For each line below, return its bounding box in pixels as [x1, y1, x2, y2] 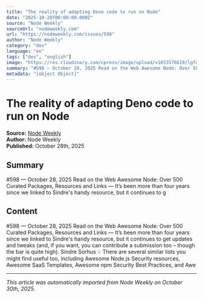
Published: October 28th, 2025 [6, 143, 85, 150]
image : [6, 59, 23, 65]
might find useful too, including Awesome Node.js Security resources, [6, 254, 180, 262]
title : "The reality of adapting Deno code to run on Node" [6, 8, 161, 15]
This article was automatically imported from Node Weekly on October [6, 279, 183, 286]
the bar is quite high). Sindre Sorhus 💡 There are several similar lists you [6, 248, 186, 255]
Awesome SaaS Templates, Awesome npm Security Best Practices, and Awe [6, 261, 196, 268]
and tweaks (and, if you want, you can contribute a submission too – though [6, 241, 195, 248]
